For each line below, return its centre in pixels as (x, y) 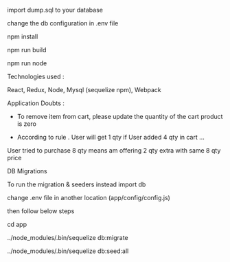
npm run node (27, 63)
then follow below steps (41, 211)
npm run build (27, 50)
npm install (23, 36)
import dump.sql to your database (55, 10)
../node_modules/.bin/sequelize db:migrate (68, 238)
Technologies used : (36, 76)
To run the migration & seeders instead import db (77, 184)
